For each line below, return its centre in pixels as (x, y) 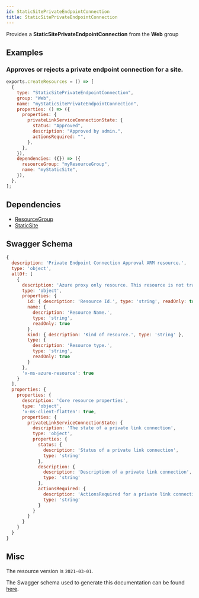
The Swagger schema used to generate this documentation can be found (95, 582)
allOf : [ (22, 274)
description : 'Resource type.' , (72, 346)
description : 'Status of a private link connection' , (111, 450)
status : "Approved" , (58, 126)
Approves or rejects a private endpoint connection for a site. (95, 69)
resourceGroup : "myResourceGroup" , (66, 164)
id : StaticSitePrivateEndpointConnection (58, 12)
